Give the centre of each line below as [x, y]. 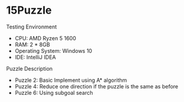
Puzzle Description [29, 68]
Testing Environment [31, 27]
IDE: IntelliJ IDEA [35, 57]
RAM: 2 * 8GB [32, 44]
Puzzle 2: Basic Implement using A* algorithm [71, 80]
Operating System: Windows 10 [53, 50]
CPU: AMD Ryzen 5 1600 [45, 38]
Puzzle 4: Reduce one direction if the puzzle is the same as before [96, 86]
